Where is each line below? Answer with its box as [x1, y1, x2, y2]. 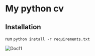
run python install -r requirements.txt [5, 36, 90, 42]
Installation [5, 23, 41, 31]
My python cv [5, 3, 64, 14]
